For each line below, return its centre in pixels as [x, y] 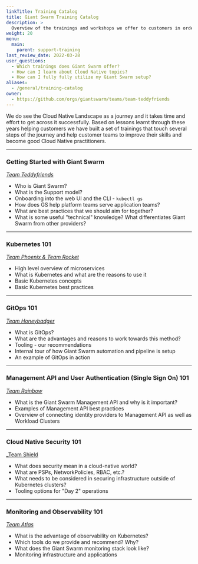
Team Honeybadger [30, 321]
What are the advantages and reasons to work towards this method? [98, 339]
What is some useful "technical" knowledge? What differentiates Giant [100, 217]
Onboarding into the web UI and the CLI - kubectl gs [79, 198]
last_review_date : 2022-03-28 [43, 55]
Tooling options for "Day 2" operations [61, 491]
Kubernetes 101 [29, 244]
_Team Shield [22, 454]
